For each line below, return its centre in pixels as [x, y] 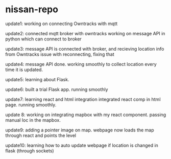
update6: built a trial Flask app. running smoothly [57, 89]
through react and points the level [41, 135]
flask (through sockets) [30, 151]
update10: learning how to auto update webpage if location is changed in [82, 145]
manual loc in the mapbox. [33, 120]
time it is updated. [24, 70]
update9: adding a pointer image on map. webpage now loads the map [80, 130]
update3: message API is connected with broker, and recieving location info [85, 49]
